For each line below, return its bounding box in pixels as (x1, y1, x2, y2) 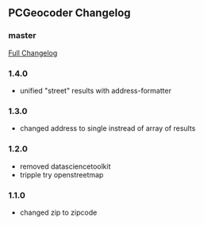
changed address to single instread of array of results (19, 124, 196, 133)
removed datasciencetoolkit (19, 162, 111, 171)
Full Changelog (8, 48, 58, 58)
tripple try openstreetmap (19, 170, 104, 179)
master (8, 30, 37, 41)
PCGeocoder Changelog (8, 6, 131, 20)
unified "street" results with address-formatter (19, 86, 172, 95)
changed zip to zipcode (19, 208, 98, 217)
